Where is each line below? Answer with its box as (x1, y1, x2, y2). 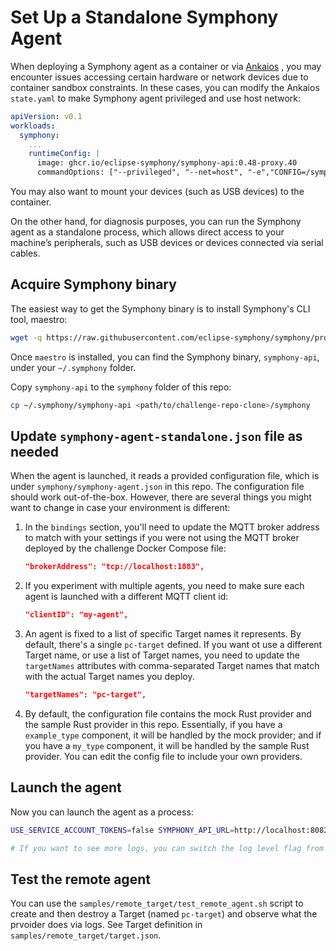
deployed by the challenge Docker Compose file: (24, 542, 227, 555)
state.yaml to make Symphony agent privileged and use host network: (10, 92, 301, 104)
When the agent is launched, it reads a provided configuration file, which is (10, 470, 320, 482)
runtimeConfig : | (28, 149, 101, 159)
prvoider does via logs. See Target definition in (10, 919, 203, 931)
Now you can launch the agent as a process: (10, 806, 194, 818)
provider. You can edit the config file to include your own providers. (24, 751, 303, 763)
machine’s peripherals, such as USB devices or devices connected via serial (10, 237, 324, 249)
